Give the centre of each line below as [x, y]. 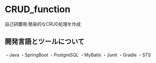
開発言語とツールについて [45, 42]
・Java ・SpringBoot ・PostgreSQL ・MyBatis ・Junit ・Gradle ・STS [78, 55]
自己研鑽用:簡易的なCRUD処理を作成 [43, 24]
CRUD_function [37, 9]
